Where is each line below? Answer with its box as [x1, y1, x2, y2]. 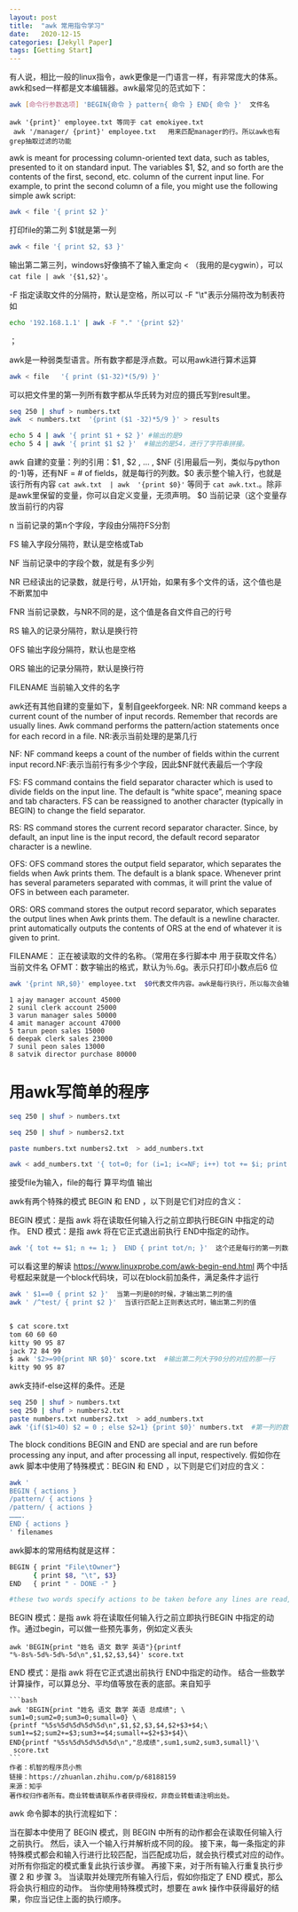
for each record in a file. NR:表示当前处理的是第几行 [9, 731, 198, 742]
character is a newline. [9, 841, 92, 852]
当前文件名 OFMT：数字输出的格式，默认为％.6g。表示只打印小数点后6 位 [9, 962, 278, 972]
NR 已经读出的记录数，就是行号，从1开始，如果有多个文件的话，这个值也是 [9, 576, 282, 587]
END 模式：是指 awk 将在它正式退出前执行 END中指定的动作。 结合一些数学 [9, 1667, 286, 1678]
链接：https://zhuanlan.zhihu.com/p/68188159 [9, 1773, 176, 1781]
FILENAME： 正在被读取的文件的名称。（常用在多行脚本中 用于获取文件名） [9, 951, 282, 961]
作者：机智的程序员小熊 [9, 1764, 82, 1773]
